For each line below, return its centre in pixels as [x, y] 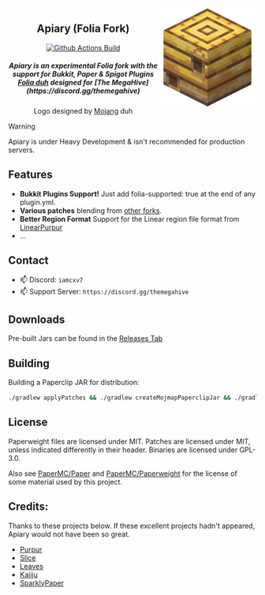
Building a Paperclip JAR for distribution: [74, 383]
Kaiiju [28, 574]
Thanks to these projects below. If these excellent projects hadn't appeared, [132, 526]
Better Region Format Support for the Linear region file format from [129, 219]
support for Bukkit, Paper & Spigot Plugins [83, 74]
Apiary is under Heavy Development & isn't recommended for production [127, 141]
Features [30, 175]
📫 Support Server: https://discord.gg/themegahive [104, 292]
